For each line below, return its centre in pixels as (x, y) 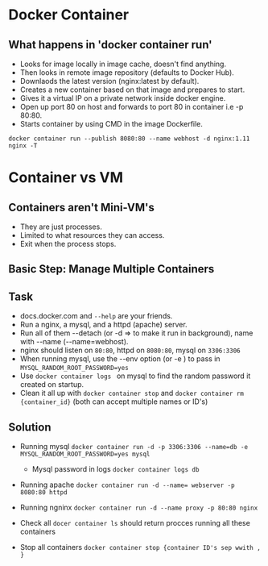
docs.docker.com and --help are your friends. (96, 316)
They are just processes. (61, 227)
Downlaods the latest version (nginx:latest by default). (109, 81)
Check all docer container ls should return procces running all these (135, 523)
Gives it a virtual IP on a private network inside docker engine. (123, 98)
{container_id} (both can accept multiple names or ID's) (114, 402)
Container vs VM (66, 178)
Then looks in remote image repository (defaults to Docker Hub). (127, 73)
